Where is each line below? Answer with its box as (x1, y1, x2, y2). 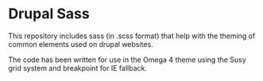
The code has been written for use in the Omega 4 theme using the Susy (8, 55, 246, 64)
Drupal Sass (8, 5, 90, 23)
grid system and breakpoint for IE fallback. (8, 63, 147, 72)
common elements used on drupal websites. (8, 39, 153, 48)
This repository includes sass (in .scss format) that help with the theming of (8, 31, 256, 40)
